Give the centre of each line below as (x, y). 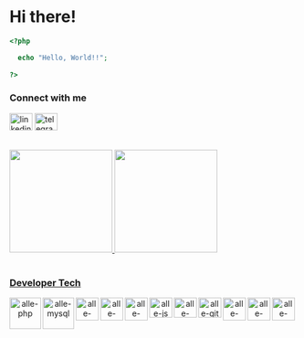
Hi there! (43, 17)
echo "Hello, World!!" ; (63, 58)
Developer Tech (45, 282)
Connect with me (48, 98)
